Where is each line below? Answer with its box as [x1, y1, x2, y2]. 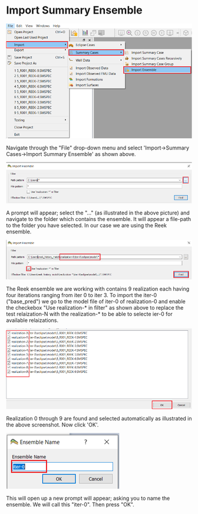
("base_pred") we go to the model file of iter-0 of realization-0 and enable [6, 298, 186, 305]
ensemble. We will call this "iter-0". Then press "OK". [6, 500, 134, 508]
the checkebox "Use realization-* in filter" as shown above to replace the [6, 304, 184, 311]
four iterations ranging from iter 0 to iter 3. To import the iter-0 [6, 292, 157, 299]
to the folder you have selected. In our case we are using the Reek [6, 222, 167, 229]
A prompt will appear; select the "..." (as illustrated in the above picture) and [6, 209, 190, 216]
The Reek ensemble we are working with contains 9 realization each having [6, 285, 190, 292]
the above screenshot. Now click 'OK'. [6, 421, 99, 428]
